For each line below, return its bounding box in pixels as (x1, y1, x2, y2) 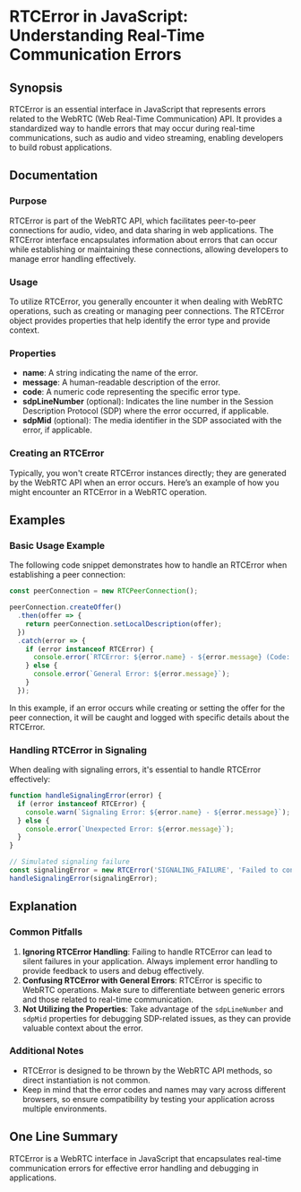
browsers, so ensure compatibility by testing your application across (21, 1093, 275, 1104)
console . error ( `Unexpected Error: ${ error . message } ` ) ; (25, 824, 235, 833)
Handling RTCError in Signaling (9, 744, 148, 756)
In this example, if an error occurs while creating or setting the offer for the (9, 702, 285, 713)
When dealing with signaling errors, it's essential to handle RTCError (9, 764, 262, 775)
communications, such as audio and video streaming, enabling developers (9, 133, 284, 143)
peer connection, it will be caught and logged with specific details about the (9, 711, 289, 723)
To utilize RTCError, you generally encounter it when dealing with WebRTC (9, 296, 284, 307)
